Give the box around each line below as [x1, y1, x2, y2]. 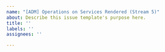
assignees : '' [6, 31, 43, 37]
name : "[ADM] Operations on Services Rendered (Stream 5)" [6, 8, 160, 15]
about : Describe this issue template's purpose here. [6, 15, 147, 21]
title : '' [6, 20, 32, 26]
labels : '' [6, 25, 34, 32]
